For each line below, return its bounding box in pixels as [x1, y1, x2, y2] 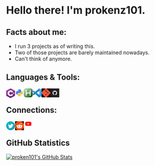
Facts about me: [6, 27, 67, 37]
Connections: [6, 105, 57, 115]
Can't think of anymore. [14, 56, 72, 62]
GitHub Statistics [6, 138, 70, 148]
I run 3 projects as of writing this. [14, 43, 95, 50]
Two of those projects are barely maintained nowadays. [14, 49, 150, 56]
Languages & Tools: [6, 72, 80, 83]
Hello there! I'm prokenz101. [6, 4, 146, 17]
